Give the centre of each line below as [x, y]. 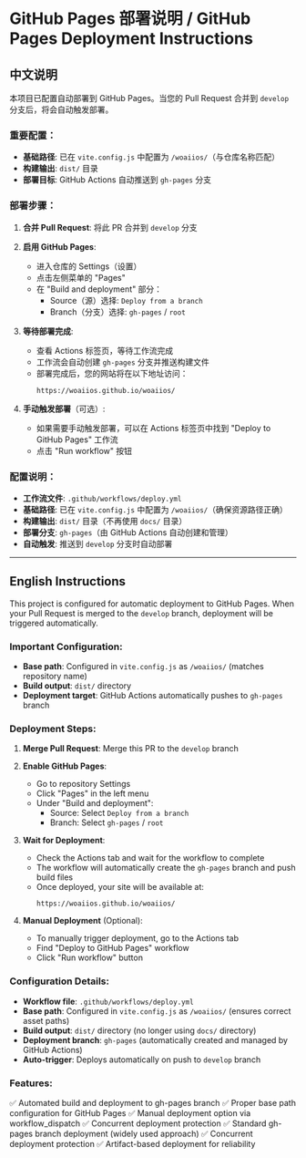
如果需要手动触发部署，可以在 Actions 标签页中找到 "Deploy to [153, 428]
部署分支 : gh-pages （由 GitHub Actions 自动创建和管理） [128, 532]
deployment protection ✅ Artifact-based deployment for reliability [133, 1143]
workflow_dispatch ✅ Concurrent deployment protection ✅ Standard [138, 1123]
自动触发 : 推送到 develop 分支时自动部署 [97, 543]
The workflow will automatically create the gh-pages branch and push [166, 868]
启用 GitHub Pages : [59, 246]
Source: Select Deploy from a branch [119, 813]
